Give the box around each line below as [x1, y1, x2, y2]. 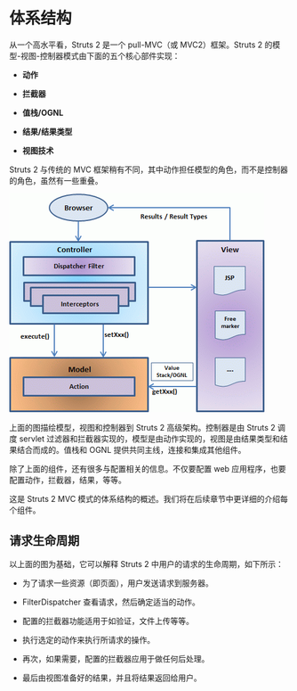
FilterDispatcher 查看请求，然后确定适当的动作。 [21, 596, 200, 607]
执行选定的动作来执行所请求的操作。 [21, 634, 156, 645]
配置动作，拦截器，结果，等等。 [9, 474, 126, 485]
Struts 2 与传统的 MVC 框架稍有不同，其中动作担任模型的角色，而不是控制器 [9, 164, 289, 175]
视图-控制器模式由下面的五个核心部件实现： [20, 50, 181, 61]
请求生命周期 [9, 533, 80, 548]
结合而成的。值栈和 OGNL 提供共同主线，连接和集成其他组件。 [16, 444, 246, 455]
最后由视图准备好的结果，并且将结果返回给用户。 [21, 672, 202, 683]
